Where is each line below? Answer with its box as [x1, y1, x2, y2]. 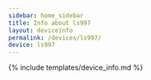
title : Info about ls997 [8, 19, 91, 27]
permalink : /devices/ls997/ [8, 33, 102, 42]
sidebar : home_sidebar [8, 11, 84, 20]
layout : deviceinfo [8, 26, 74, 34]
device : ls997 [8, 41, 56, 49]
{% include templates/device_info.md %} [8, 63, 144, 72]
